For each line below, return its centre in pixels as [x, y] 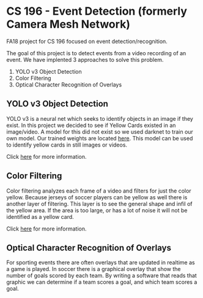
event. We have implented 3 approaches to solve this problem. [85, 59]
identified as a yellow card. [40, 216]
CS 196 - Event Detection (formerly [97, 11]
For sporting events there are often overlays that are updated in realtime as [101, 262]
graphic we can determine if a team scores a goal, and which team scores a [102, 282]
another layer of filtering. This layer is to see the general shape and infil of [99, 204]
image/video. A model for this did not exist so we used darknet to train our [100, 132]
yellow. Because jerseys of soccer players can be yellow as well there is [97, 197]
